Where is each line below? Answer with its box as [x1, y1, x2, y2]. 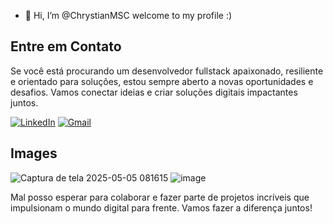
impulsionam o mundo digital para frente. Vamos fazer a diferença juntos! [10, 201, 313, 214]
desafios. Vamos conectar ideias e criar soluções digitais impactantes [10, 86, 298, 98]
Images [10, 145, 58, 162]
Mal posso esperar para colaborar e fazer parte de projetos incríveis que [10, 191, 310, 203]
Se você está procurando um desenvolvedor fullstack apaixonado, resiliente [10, 65, 324, 77]
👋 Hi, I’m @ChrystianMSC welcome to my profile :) [24, 10, 233, 21]
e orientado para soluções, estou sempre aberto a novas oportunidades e [10, 75, 314, 87]
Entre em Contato [10, 38, 122, 55]
